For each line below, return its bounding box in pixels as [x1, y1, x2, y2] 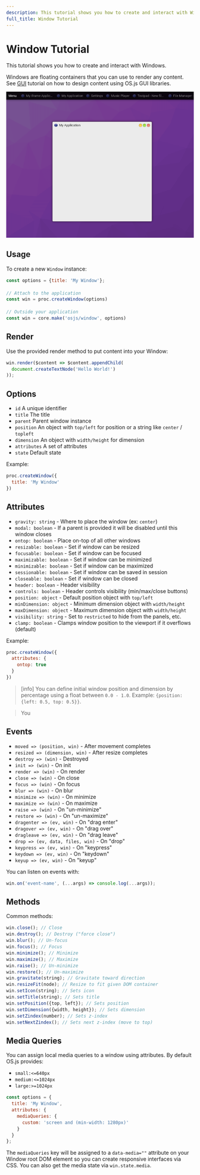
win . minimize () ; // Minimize [6, 950, 79, 956]
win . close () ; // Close [6, 925, 62, 931]
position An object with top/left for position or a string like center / [14, 424, 183, 431]
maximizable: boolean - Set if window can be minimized [14, 556, 152, 563]
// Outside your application [6, 309, 79, 315]
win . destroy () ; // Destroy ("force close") [6, 931, 116, 937]
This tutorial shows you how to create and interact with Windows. [6, 62, 167, 69]
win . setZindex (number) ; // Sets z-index [6, 1013, 108, 1019]
